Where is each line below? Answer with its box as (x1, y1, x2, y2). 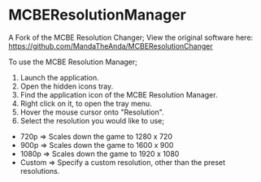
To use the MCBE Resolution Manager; (8, 57, 138, 67)
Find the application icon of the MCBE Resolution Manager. (20, 89, 218, 99)
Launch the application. (20, 72, 99, 82)
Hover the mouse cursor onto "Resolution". (20, 107, 164, 117)
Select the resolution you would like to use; (20, 115, 165, 125)
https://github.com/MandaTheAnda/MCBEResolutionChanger (8, 41, 213, 50)
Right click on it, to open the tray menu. (20, 98, 152, 108)
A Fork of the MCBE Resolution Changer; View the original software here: (8, 32, 254, 42)
